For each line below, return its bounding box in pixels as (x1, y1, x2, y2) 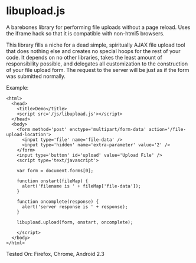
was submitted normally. (6, 73, 66, 80)
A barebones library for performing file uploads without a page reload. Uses (6, 24, 191, 31)
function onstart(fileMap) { (17, 178, 89, 184)
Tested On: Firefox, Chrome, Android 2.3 (6, 250, 104, 257)
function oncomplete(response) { (17, 199, 99, 205)
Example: (6, 84, 29, 91)
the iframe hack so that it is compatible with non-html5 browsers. (6, 29, 165, 37)
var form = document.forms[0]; (17, 167, 94, 173)
